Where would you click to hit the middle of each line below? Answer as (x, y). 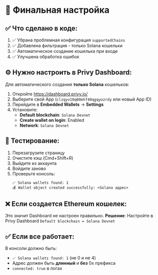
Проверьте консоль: (33, 173)
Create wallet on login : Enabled (52, 120)
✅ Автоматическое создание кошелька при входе (65, 51)
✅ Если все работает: (40, 236)
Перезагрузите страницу (38, 153)
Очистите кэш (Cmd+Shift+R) (43, 158)
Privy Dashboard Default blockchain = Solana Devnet (60, 221)
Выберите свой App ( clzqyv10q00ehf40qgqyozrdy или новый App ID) (82, 99)
